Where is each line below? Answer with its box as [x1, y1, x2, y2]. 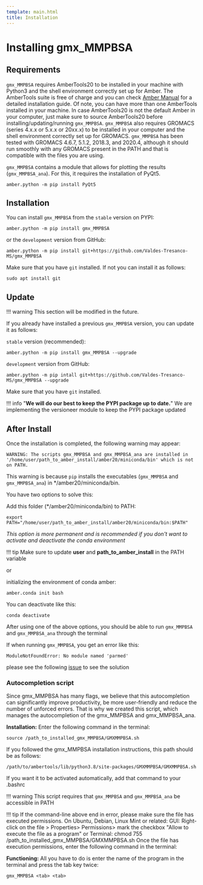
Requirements [6, 65, 61, 75]
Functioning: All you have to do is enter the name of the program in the [6, 855, 184, 862]
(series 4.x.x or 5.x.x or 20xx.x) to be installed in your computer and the [6, 125, 185, 133]
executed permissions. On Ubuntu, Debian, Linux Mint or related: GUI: [6, 817, 181, 824]
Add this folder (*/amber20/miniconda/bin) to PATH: [6, 502, 136, 509]
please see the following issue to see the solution [6, 663, 129, 671]
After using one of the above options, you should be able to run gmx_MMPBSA [6, 623, 193, 630]
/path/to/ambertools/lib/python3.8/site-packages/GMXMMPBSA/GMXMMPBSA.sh [6, 764, 197, 770]
